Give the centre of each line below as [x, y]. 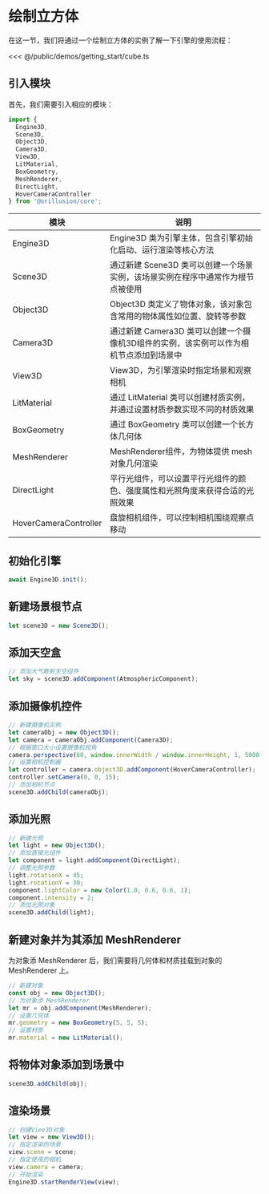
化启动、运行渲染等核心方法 [162, 250]
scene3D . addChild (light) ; [51, 913]
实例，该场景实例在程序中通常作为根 [178, 277]
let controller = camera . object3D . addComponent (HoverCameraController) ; [132, 770]
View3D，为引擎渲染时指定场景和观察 [181, 370]
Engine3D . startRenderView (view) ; [64, 1182]
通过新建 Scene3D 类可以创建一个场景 [181, 265]
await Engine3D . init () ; [48, 580]
